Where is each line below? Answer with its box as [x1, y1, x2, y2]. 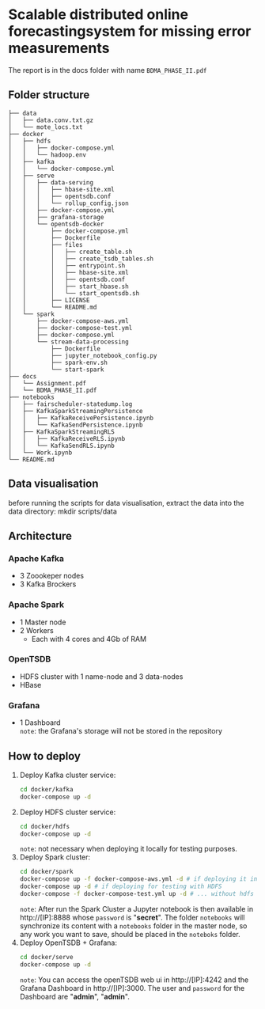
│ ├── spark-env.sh [8, 358, 108, 366]
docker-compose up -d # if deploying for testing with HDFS [19, 882, 222, 891]
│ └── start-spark [8, 366, 104, 374]
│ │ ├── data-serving [8, 178, 93, 187]
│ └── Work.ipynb [8, 449, 73, 457]
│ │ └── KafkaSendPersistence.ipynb [8, 421, 144, 429]
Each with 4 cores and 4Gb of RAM [31, 634, 147, 643]
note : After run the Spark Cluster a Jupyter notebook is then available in [19, 904, 254, 913]
